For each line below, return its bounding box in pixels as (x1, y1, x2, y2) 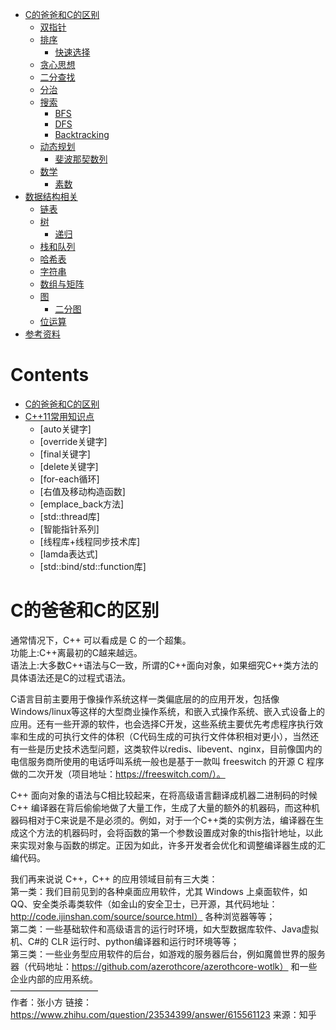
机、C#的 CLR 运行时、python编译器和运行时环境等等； (10, 935, 240, 947)
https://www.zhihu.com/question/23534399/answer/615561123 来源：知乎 (10, 1008, 317, 1020)
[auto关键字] (39, 423, 92, 435)
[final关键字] (39, 448, 91, 460)
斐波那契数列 (54, 153, 108, 165)
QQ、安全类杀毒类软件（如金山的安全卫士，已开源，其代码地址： (10, 898, 278, 910)
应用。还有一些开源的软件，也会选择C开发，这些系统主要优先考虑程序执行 (10, 718, 315, 730)
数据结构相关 (24, 191, 78, 202)
